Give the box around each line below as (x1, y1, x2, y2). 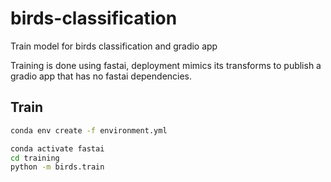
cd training (10, 153, 60, 163)
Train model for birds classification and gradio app (10, 40, 218, 52)
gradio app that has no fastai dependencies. (10, 70, 193, 82)
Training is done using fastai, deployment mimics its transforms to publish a (10, 59, 322, 71)
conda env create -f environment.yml (10, 125, 168, 136)
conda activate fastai (10, 143, 105, 154)
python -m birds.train (10, 162, 105, 172)
